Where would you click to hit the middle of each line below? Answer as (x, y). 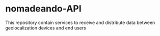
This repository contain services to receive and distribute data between (80, 22)
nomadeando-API (43, 9)
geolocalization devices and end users (46, 27)
